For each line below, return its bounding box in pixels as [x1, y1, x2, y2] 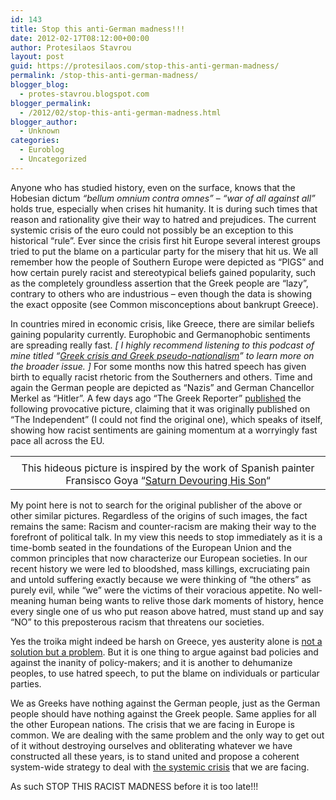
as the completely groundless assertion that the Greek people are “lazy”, [10, 277, 309, 289]
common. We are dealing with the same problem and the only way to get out [10, 729, 325, 741]
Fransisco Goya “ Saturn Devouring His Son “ [65, 473, 271, 487]
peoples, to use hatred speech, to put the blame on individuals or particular [10, 667, 320, 679]
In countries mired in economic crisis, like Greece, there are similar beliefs [10, 317, 315, 330]
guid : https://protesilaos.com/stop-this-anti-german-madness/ [10, 61, 280, 71]
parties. [10, 677, 42, 690]
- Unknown [19, 126, 60, 136]
